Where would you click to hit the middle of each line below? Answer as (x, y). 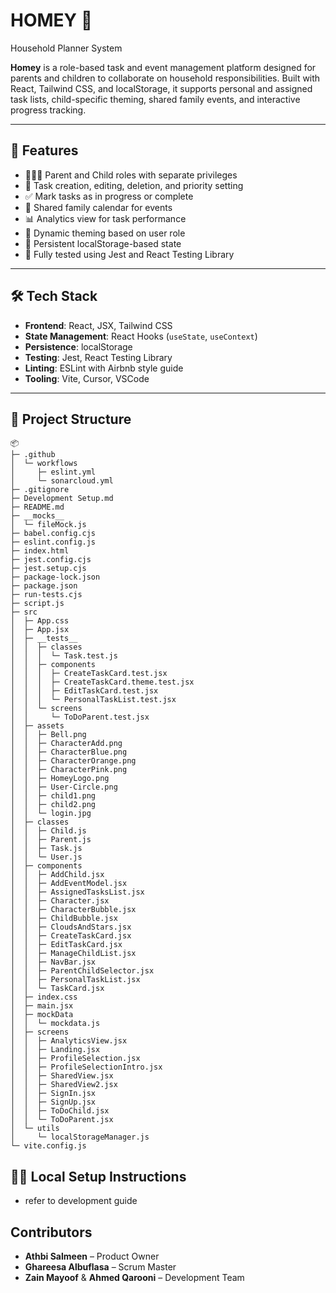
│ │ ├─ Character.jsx (60, 901)
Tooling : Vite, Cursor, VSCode (87, 378)
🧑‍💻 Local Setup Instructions (98, 1176)
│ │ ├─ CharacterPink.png (69, 770)
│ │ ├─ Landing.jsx (55, 1050)
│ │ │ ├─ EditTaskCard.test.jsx (84, 691)
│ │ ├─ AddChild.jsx (57, 875)
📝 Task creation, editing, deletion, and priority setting (134, 185)
